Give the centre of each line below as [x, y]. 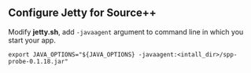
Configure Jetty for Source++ [83, 13]
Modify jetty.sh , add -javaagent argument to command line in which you [126, 31]
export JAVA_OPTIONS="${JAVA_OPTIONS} [72, 54]
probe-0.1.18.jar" [38, 61]
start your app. [32, 40]
